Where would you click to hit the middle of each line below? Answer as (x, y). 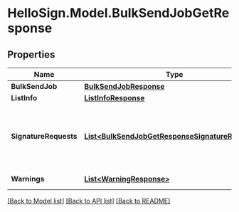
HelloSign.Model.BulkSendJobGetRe (118, 13)
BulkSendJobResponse (124, 86)
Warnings (28, 179)
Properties (31, 54)
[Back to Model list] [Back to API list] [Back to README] (89, 201)
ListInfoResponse (115, 98)
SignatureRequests (44, 136)
